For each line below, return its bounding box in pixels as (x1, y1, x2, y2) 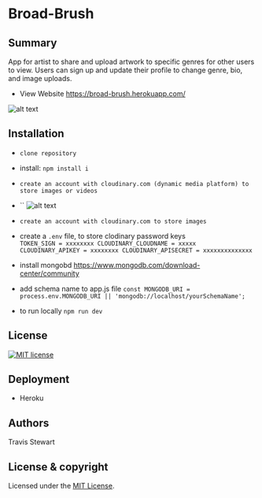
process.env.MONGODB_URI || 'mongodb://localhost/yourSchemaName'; (19, 292, 245, 300)
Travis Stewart (8, 437, 55, 447)
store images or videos (19, 187, 98, 195)
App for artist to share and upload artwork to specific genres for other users (8, 57, 255, 66)
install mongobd (19, 260, 72, 269)
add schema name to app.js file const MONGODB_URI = (19, 284, 190, 293)
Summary (8, 36, 57, 50)
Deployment (8, 373, 70, 386)
